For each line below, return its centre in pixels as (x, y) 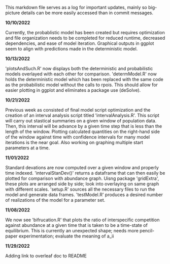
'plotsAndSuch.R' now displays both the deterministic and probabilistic (79, 69)
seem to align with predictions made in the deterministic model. (72, 49)
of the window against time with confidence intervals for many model (78, 137)
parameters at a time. (27, 148)
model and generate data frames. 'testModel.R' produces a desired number (84, 195)
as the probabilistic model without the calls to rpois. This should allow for (82, 85)
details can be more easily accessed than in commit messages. (87, 13)
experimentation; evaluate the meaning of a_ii (66, 236)
